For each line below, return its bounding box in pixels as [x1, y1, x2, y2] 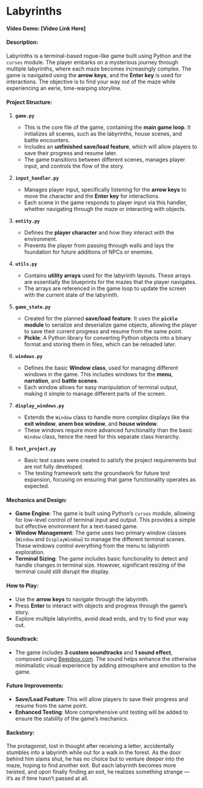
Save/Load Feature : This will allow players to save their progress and [15, 696, 188, 703]
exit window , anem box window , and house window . [24, 420, 159, 427]
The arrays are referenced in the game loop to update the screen [24, 285, 187, 292]
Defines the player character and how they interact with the [24, 229, 175, 237]
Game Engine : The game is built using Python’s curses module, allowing [15, 510, 195, 517]
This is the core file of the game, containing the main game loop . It [24, 123, 191, 131]
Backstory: [6, 728, 35, 736]
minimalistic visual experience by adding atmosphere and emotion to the [15, 662, 196, 669]
